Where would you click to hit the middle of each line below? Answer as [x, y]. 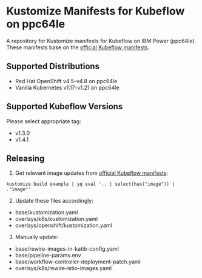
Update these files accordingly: [54, 201]
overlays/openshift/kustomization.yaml [63, 225]
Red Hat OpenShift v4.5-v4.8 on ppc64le [66, 81]
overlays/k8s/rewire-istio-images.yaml [63, 268]
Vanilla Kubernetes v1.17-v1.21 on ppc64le [67, 87]
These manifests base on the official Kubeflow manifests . [78, 47]
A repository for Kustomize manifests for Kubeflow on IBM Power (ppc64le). [101, 41]
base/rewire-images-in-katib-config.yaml [67, 249]
